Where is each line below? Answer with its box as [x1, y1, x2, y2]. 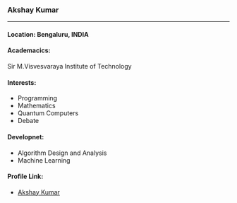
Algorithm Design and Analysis [17, 149, 107, 157]
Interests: [7, 78, 37, 86]
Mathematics [17, 101, 56, 110]
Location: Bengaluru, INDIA [7, 30, 90, 38]
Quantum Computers [17, 109, 79, 117]
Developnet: [7, 132, 44, 141]
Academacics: [7, 46, 51, 54]
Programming [17, 94, 58, 103]
